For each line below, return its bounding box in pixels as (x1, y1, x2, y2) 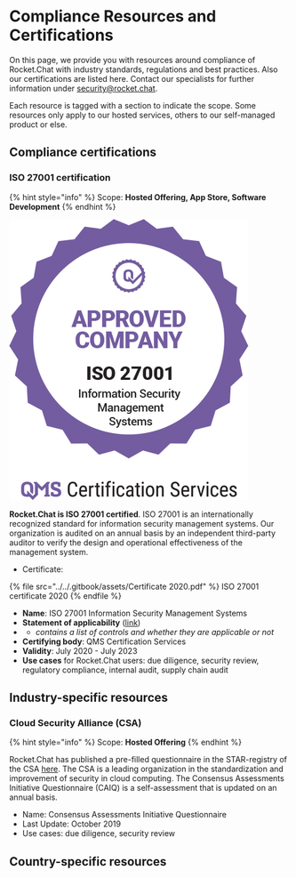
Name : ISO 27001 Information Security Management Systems (21, 608, 247, 618)
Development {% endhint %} (9, 201, 116, 212)
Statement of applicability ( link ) (21, 616, 141, 628)
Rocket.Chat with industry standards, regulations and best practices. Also (9, 64, 278, 75)
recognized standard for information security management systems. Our (9, 518, 275, 528)
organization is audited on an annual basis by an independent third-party (9, 528, 276, 538)
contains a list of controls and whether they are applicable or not (35, 626, 274, 637)
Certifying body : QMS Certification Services (21, 636, 187, 647)
